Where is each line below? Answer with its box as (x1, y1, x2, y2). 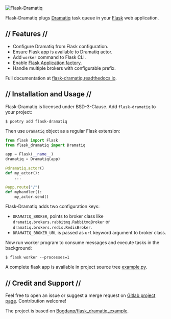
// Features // (5, 30, 48, 38)
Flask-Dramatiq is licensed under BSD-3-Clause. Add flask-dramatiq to (5, 103, 156, 110)
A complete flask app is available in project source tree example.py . (5, 264, 148, 270)
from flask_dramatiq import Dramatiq (5, 143, 86, 148)
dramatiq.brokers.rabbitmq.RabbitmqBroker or (12, 218, 110, 225)
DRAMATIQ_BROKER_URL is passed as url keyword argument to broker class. (12, 230, 166, 236)
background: (5, 245, 32, 251)
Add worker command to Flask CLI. (12, 54, 86, 60)
